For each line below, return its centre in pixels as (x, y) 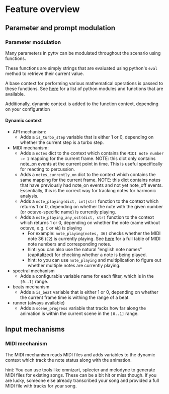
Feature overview (43, 9)
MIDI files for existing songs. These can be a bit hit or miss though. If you (81, 375)
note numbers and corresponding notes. (69, 244)
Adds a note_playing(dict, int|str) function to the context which (89, 201)
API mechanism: (29, 132)
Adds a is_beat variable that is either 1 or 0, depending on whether (89, 292)
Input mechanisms (35, 329)
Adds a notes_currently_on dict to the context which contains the (88, 175)
